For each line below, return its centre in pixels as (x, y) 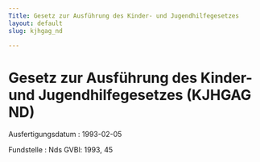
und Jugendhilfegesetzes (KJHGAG (130, 95)
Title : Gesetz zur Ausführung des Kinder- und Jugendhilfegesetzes (124, 16)
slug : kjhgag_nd (35, 31)
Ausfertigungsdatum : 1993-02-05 (65, 135)
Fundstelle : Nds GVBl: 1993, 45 (61, 150)
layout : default (35, 23)
